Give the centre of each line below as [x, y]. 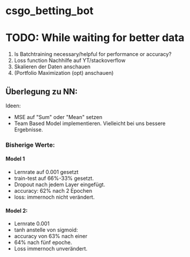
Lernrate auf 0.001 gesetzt [46, 172]
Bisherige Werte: [30, 144]
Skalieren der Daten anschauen [52, 67]
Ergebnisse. [29, 129]
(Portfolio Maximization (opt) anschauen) [64, 73]
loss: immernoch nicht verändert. [54, 197]
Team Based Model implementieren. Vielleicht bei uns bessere [90, 123]
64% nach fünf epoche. [43, 242]
